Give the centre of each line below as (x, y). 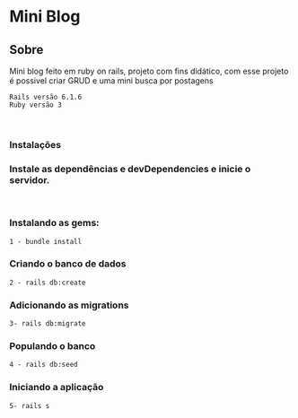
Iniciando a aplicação (57, 388)
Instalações (35, 144)
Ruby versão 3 (36, 105)
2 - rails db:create (48, 283)
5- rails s (30, 405)
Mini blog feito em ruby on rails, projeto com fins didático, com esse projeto (149, 71)
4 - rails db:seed (44, 365)
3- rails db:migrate (48, 324)
